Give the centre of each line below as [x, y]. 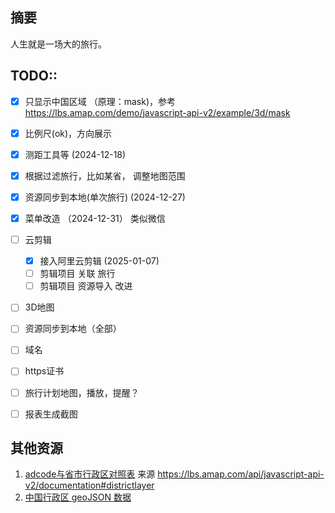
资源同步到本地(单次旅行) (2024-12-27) [105, 197]
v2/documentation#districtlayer [89, 485]
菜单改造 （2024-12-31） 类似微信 [95, 218]
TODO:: [34, 76]
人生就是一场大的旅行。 [58, 44]
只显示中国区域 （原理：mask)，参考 [100, 101]
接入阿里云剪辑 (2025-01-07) [99, 261]
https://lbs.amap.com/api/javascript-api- [241, 474]
